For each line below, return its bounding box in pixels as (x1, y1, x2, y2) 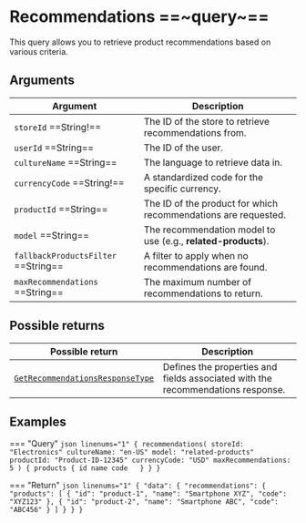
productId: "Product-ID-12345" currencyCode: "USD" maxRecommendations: (9, 456, 291, 466)
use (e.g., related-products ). (143, 234, 270, 247)
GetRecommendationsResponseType (14, 373, 155, 384)
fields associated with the (162, 372, 273, 385)
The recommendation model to (143, 223, 276, 236)
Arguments (9, 73, 76, 88)
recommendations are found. (143, 261, 268, 273)
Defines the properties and (162, 360, 278, 373)
